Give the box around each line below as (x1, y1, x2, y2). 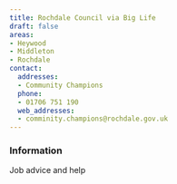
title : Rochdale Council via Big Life (9, 13, 156, 23)
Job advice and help (9, 165, 86, 176)
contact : (9, 64, 43, 73)
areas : (9, 30, 34, 39)
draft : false (9, 22, 59, 31)
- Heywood (9, 38, 47, 48)
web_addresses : (17, 106, 75, 115)
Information (9, 144, 63, 157)
